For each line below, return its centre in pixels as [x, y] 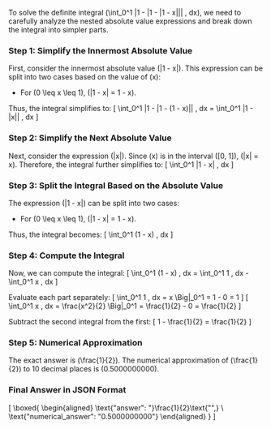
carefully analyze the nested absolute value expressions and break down [130, 21]
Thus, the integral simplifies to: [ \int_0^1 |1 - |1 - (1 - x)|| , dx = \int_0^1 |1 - [131, 109]
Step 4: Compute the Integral [67, 255]
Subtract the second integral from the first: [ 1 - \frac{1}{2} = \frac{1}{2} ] [130, 322]
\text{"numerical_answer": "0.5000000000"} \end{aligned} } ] [112, 416]
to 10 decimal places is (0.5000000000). [91, 369]
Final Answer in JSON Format [67, 390]
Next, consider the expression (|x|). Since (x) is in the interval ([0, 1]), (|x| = [133, 156]
